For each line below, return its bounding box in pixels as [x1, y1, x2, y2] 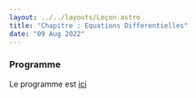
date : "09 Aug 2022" [9, 29, 86, 38]
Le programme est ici [9, 79, 87, 89]
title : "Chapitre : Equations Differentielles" [9, 21, 189, 30]
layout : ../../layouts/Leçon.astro [9, 12, 141, 22]
